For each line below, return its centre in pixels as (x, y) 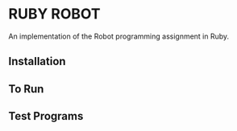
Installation (37, 61)
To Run (26, 89)
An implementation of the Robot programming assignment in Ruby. (119, 36)
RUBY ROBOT (54, 14)
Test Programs (46, 116)
